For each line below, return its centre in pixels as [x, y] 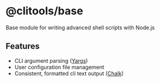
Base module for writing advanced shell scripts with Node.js [80, 27]
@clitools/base [45, 11]
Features [23, 46]
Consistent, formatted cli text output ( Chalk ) [69, 73]
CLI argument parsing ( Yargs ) [51, 60]
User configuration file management [59, 67]
